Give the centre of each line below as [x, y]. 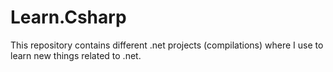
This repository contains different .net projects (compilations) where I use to [167, 45]
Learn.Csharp [68, 17]
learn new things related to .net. [76, 55]
